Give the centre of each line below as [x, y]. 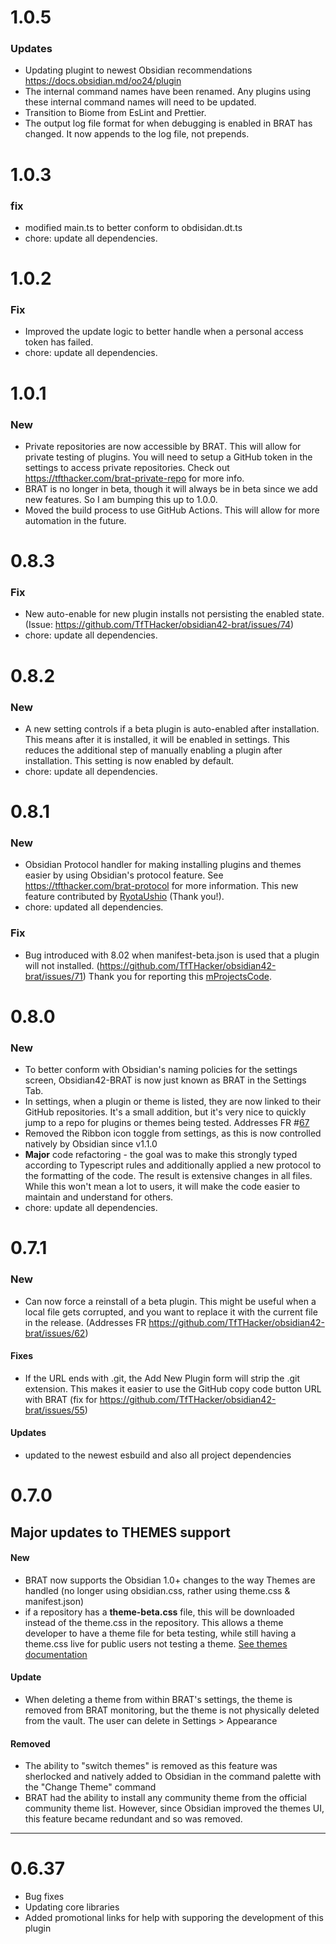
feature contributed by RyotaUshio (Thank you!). [124, 897]
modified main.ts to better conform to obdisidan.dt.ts [133, 227]
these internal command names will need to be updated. [140, 102]
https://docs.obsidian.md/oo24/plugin [103, 81]
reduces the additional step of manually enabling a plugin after [153, 750]
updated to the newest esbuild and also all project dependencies [158, 1455]
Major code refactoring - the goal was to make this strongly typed [161, 1155]
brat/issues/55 [54, 1410]
